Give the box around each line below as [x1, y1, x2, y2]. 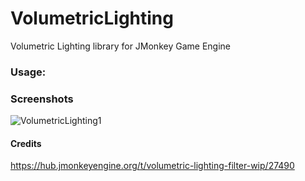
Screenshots [10, 92, 74, 106]
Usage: [10, 65, 47, 79]
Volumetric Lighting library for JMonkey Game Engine [10, 40, 231, 52]
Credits [10, 137, 42, 149]
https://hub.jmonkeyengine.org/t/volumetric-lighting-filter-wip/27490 [10, 160, 295, 172]
